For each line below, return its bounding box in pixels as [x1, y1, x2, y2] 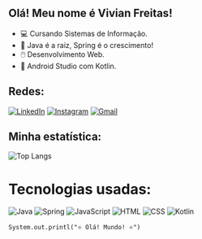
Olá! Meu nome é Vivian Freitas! [8, 7, 173, 20]
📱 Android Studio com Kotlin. [19, 61, 117, 71]
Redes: [8, 85, 45, 98]
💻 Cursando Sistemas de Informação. [19, 28, 148, 38]
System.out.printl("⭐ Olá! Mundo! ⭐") [8, 224, 141, 232]
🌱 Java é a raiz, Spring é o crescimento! [19, 40, 154, 50]
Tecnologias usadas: [8, 180, 152, 198]
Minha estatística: [8, 130, 102, 144]
